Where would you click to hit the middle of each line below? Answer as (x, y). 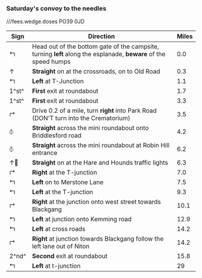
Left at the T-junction (63, 192)
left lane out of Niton (61, 247)
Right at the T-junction (65, 172)
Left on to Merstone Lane (68, 182)
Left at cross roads (59, 229)
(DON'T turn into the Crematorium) (81, 118)
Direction (102, 36)
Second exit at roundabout (70, 256)
